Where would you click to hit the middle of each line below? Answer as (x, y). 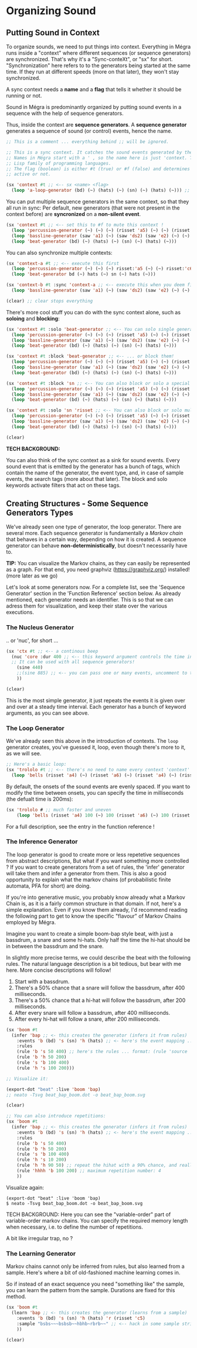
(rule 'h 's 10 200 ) (42, 1160)
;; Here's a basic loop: (36, 764)
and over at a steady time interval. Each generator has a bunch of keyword (96, 706)
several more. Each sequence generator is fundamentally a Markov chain (95, 533)
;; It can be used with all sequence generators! (73, 662)
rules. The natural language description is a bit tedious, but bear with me (94, 964)
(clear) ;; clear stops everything (50, 301)
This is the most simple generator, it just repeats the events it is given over (96, 700)
